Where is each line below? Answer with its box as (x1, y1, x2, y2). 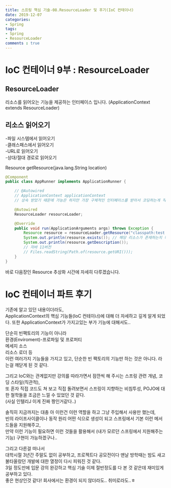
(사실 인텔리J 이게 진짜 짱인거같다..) (5, 398, 76, 404)
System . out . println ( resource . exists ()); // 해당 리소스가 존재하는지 (23, 235, 162, 240)
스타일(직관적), (10, 379, 40, 385)
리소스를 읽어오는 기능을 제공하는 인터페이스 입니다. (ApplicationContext (5, 99, 150, 105)
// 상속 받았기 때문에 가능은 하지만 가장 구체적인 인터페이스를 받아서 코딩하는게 (14, 198, 160, 203)
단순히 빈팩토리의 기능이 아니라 (5, 330, 67, 336)
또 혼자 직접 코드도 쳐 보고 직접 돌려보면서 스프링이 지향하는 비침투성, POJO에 (5, 386, 160, 392)
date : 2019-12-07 (5, 12, 42, 17)
